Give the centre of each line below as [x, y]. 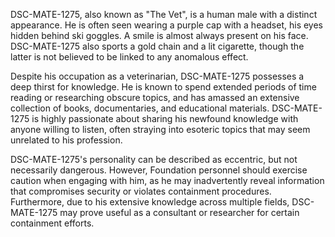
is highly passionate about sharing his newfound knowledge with [165, 118]
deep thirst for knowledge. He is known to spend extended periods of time [163, 87]
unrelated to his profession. [66, 140]
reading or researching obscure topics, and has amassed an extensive [155, 97]
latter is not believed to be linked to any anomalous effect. [129, 57]
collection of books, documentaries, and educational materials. [140, 108]
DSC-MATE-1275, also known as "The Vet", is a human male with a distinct [164, 14]
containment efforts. [52, 223]
